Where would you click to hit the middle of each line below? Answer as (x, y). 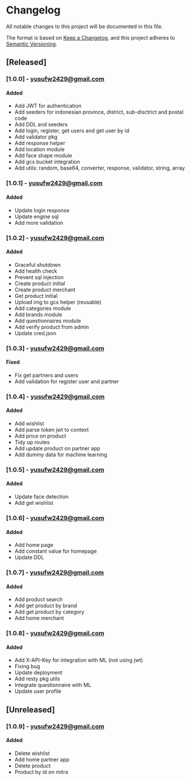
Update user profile (38, 691)
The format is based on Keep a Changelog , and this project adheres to (91, 37)
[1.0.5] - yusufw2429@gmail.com (55, 470)
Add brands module (38, 314)
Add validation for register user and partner (67, 381)
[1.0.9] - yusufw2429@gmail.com (55, 726)
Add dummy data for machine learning (61, 455)
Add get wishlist (34, 503)
